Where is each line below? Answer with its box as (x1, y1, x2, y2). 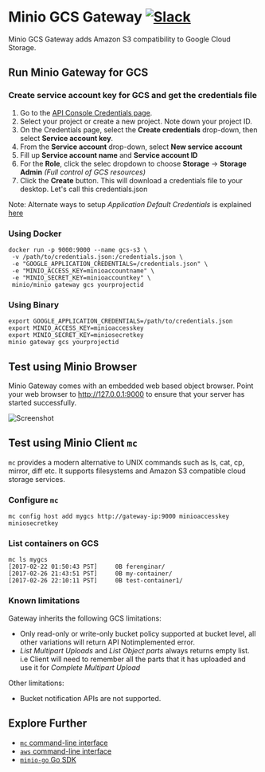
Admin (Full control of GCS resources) (19, 167, 146, 177)
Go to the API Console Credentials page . (19, 108, 153, 117)
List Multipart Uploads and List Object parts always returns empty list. (19, 645, 250, 655)
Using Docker (8, 228, 62, 239)
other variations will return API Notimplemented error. (19, 637, 195, 647)
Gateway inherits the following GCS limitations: (8, 613, 162, 623)
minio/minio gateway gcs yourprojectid (11, 280, 145, 288)
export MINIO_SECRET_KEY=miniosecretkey (8, 331, 145, 339)
